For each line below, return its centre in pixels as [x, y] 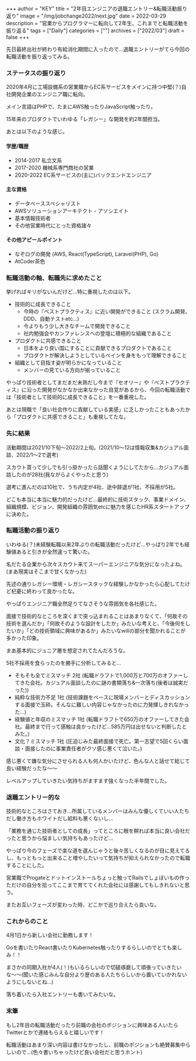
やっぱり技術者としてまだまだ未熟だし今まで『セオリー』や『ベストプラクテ [98, 383]
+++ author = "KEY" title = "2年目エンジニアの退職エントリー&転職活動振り [97, 8]
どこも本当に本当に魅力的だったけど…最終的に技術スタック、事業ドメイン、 [97, 499]
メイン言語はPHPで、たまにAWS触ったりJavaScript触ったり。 [81, 107]
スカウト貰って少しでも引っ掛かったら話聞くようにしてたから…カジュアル [95, 467]
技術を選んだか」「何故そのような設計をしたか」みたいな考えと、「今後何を [96, 623]
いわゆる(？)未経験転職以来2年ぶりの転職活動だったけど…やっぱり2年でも [95, 544]
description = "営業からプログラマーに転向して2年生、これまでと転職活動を [97, 23]
